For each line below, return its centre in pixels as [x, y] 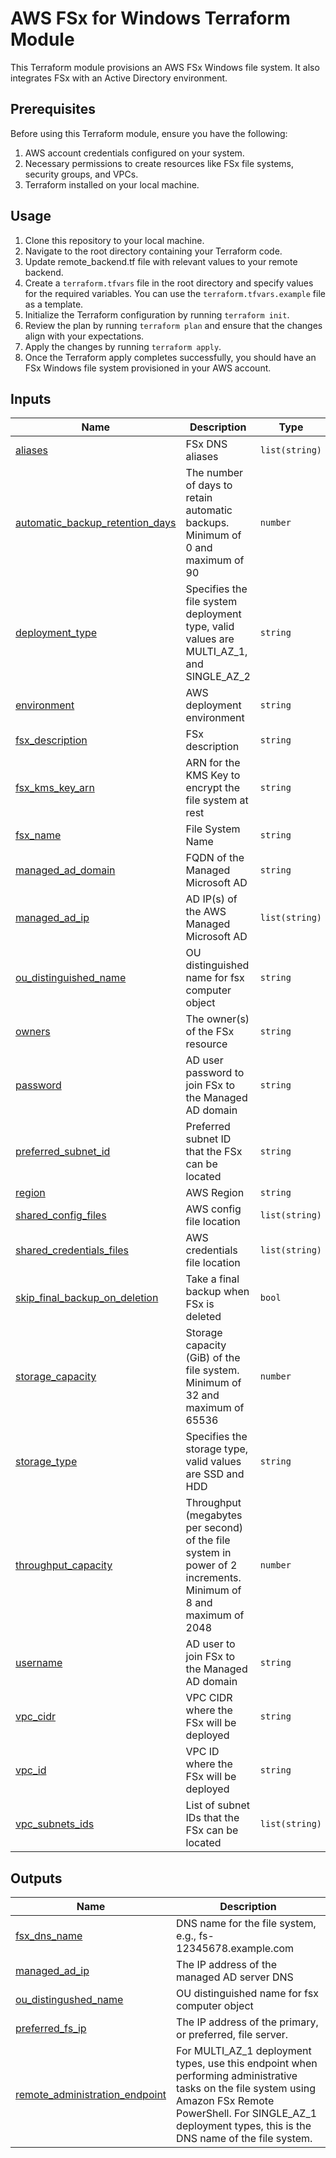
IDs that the [212, 1818]
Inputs [31, 398]
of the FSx [210, 1032]
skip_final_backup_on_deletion [87, 1298]
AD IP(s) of [211, 899]
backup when [217, 1292]
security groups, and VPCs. [81, 174]
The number [214, 473]
